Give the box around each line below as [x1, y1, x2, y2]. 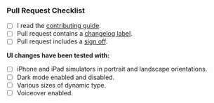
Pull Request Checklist [6, 6, 86, 15]
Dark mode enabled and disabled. [16, 73, 115, 81]
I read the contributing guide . [16, 22, 101, 30]
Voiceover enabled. [16, 88, 73, 97]
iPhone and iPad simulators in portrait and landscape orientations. [16, 65, 208, 74]
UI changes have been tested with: [6, 51, 110, 60]
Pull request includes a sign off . [16, 37, 108, 46]
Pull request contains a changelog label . [16, 29, 133, 38]
